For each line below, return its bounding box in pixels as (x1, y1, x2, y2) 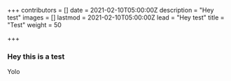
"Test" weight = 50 (7, 21, 62, 29)
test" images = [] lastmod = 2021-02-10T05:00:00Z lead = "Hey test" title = (7, 13, 225, 22)
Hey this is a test (7, 52, 65, 61)
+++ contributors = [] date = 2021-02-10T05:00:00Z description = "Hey (7, 6, 214, 14)
